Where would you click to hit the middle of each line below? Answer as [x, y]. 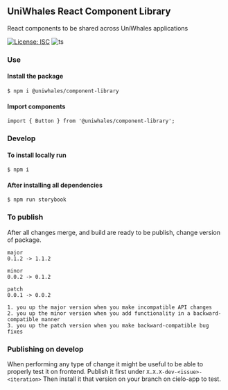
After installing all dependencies [55, 185]
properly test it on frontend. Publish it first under [76, 372]
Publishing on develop [46, 349]
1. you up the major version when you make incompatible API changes [110, 307]
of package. [24, 240]
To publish [25, 217]
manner [51, 319]
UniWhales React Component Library [89, 11]
